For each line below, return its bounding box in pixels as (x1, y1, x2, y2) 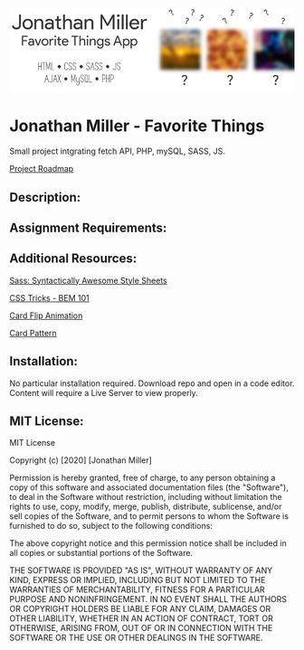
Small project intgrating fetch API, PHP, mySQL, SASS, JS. (9, 146, 226, 156)
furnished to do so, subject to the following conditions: (9, 521, 213, 532)
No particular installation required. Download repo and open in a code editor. (9, 378, 295, 389)
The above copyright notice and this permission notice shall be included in (9, 538, 287, 549)
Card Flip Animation (9, 310, 83, 321)
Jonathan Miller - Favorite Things (9, 116, 265, 137)
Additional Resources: (9, 251, 138, 267)
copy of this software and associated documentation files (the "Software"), (9, 482, 290, 493)
